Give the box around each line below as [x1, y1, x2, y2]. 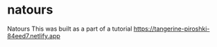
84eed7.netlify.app [7, 31, 61, 40]
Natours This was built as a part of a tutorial [7, 25, 132, 33]
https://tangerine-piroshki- [133, 25, 210, 33]
